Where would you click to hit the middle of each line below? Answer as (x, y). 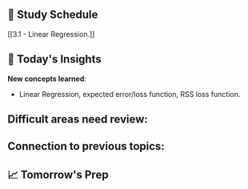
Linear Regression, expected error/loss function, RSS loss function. (130, 94)
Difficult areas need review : (78, 120)
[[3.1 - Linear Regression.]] (51, 34)
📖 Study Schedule (53, 15)
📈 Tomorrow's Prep (58, 174)
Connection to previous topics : (86, 146)
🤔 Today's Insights (54, 60)
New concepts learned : (47, 78)
